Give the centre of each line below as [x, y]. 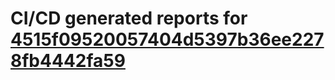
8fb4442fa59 [68, 61]
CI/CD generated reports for [129, 18]
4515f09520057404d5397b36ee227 [167, 39]
